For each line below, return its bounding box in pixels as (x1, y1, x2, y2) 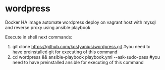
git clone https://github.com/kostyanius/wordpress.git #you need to (12, 43, 151, 49)
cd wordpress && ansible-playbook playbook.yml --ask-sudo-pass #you (12, 54, 160, 60)
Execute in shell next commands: (5, 34, 73, 40)
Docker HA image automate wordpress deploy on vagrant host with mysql (5, 19, 156, 25)
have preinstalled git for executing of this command (12, 49, 118, 55)
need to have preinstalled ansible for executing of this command (12, 59, 144, 65)
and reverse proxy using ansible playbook (5, 24, 91, 30)
